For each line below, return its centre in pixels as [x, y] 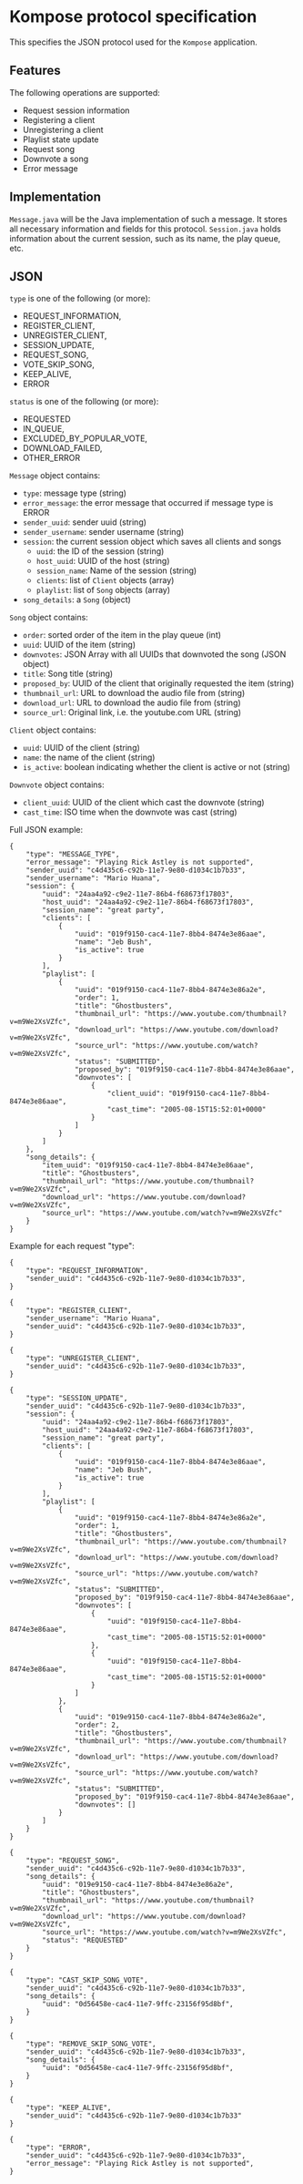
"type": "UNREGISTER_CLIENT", [83, 1359]
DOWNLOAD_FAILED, [62, 448]
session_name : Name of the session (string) [116, 570]
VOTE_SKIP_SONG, [59, 364]
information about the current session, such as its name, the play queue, [145, 238]
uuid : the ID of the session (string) [100, 551]
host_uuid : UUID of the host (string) [103, 561]
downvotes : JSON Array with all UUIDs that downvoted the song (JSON [154, 654]
